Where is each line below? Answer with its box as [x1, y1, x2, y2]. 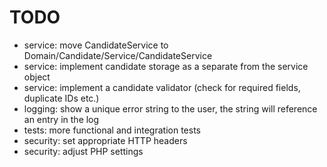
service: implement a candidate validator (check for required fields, [23, 81, 301, 93]
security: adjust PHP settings [23, 145, 144, 157]
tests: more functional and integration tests [23, 124, 201, 136]
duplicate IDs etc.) [23, 92, 100, 104]
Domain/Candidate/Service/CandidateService [23, 49, 213, 61]
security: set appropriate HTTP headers [23, 134, 188, 146]
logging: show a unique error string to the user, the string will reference [23, 102, 318, 115]
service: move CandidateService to [23, 39, 169, 51]
